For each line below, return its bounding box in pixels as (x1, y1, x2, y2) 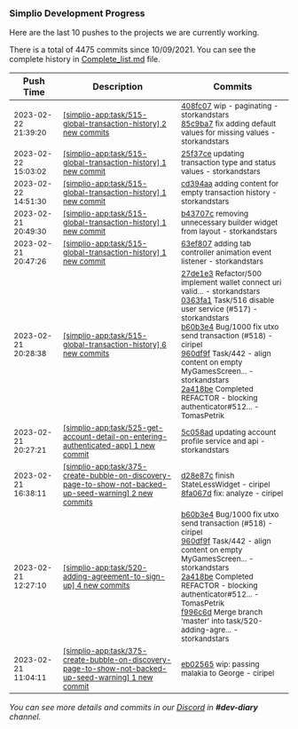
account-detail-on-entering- (62, 432, 168, 442)
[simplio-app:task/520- (62, 563, 148, 573)
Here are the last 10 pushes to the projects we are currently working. (9, 28, 260, 38)
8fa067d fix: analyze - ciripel (180, 488, 284, 499)
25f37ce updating (180, 149, 245, 159)
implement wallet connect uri (180, 278, 282, 288)
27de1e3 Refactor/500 (180, 269, 263, 279)
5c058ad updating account (180, 427, 277, 438)
